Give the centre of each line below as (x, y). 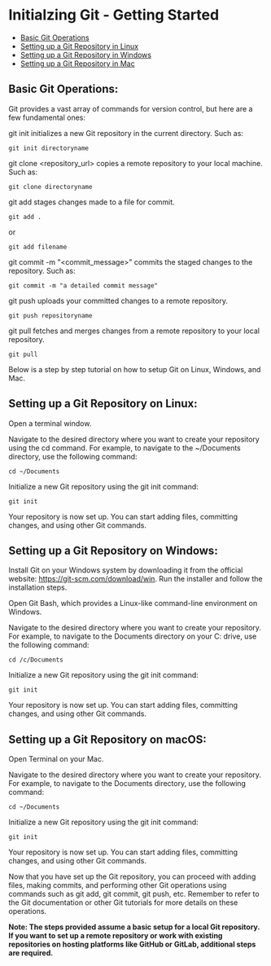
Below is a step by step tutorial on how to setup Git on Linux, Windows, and (135, 369)
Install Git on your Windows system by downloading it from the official (126, 570)
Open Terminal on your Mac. (56, 759)
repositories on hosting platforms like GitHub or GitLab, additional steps (132, 944)
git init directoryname (49, 148)
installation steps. (38, 587)
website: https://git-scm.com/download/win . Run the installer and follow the (135, 579)
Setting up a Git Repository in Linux (79, 46)
